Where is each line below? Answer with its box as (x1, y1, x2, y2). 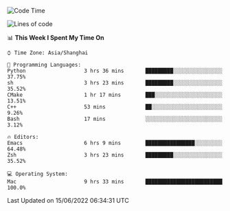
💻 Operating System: (7, 170, 69, 177)
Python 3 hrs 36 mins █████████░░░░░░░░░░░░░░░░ (7, 67, 223, 74)
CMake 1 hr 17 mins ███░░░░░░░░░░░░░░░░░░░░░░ (7, 91, 223, 98)
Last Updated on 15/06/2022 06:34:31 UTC (7, 197, 129, 204)
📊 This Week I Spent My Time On (7, 34, 104, 41)
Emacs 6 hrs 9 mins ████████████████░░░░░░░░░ (7, 140, 223, 146)
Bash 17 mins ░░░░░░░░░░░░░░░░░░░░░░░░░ (7, 115, 223, 122)
